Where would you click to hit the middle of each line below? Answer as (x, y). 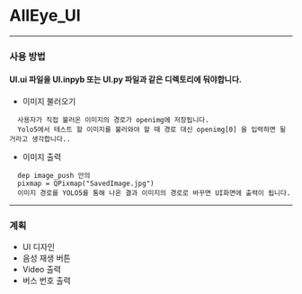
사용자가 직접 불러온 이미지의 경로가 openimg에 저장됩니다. (113, 120)
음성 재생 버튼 (46, 258)
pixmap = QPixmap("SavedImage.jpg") (86, 184)
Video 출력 (41, 270)
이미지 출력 (42, 157)
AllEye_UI (45, 16)
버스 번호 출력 (46, 281)
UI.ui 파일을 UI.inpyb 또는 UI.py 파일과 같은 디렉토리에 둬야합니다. (126, 80)
